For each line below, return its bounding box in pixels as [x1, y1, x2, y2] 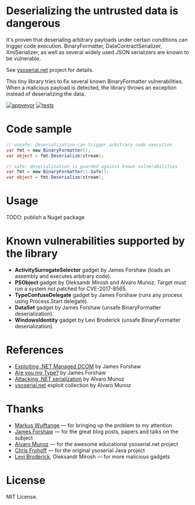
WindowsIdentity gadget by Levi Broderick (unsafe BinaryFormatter [14, 316, 181, 324]
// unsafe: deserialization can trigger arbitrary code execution [6, 141, 173, 148]
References [6, 344, 64, 357]
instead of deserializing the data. [6, 90, 86, 97]
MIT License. [6, 493, 38, 500]
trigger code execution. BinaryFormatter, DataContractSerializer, [6, 42, 162, 49]
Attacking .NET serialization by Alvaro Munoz [14, 375, 125, 382]
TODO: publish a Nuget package [6, 214, 85, 221]
